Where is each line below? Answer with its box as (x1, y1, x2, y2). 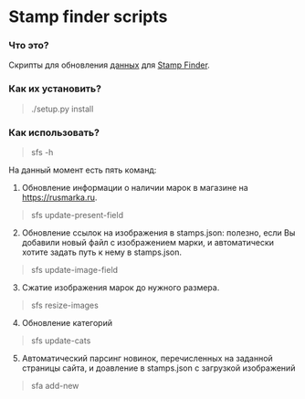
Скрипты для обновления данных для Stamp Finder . (8, 59, 211, 70)
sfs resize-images (30, 299, 100, 311)
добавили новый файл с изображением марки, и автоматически (21, 237, 275, 248)
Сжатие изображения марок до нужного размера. (21, 282, 220, 293)
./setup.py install (30, 103, 94, 114)
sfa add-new (30, 381, 79, 392)
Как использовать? (8, 126, 100, 139)
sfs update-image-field (30, 265, 119, 276)
